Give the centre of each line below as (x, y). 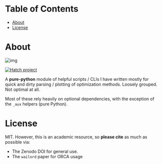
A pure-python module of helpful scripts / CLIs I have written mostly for (77, 79)
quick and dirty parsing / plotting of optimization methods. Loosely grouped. (81, 84)
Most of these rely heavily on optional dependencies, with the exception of (80, 99)
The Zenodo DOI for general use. (45, 151)
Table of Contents (42, 9)
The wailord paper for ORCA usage (47, 156)
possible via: (18, 142)
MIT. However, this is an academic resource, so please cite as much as (76, 137)
